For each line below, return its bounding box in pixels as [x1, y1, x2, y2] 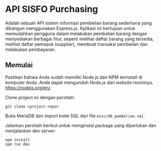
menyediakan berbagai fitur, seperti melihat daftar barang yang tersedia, [5, 36, 154, 42]
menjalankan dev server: [5, 128, 56, 134]
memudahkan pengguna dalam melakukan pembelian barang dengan [5, 30, 148, 36]
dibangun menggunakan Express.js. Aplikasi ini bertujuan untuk [5, 25, 136, 31]
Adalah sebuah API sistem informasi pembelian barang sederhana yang [5, 20, 152, 26]
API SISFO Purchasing [5, 3, 98, 15]
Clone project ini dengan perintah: [5, 94, 75, 100]
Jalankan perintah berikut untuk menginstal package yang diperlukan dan [5, 122, 157, 128]
